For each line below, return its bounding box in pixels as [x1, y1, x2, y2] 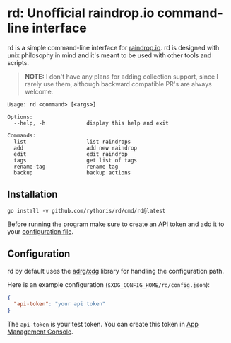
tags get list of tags [13, 157, 138, 164]
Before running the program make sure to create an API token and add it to [7, 220, 225, 228]
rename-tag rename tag [13, 163, 119, 170]
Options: [7, 113, 33, 120]
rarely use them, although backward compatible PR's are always [24, 79, 212, 88]
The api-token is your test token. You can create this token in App [7, 320, 199, 329]
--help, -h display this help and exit [13, 119, 170, 127]
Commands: [7, 132, 37, 139]
